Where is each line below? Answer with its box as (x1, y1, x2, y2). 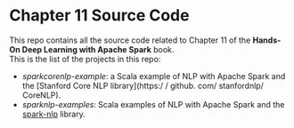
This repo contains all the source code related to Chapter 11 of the (9, 35, 251, 45)
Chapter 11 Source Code (9, 5, 190, 26)
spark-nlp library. (21, 108, 86, 119)
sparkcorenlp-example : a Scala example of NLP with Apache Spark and (21, 70, 286, 81)
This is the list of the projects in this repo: (9, 53, 161, 64)
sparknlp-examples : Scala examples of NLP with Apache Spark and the (21, 99, 285, 109)
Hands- (252, 35, 282, 45)
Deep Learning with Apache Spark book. (21, 44, 175, 54)
